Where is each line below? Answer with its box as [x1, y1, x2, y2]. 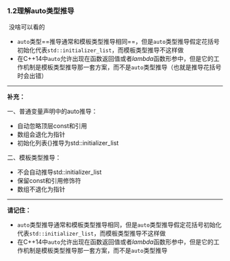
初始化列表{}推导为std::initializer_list [16, 139, 119, 147]
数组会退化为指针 [16, 130, 66, 138]
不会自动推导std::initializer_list [16, 168, 102, 176]
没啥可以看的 [8, 23, 45, 32]
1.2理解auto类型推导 [7, 5, 75, 15]
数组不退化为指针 [16, 185, 66, 193]
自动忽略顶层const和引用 [16, 122, 88, 130]
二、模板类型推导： [7, 153, 62, 162]
